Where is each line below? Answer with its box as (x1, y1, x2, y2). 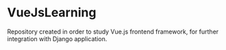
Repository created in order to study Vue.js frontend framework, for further (7, 27, 219, 36)
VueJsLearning (7, 5, 97, 21)
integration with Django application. (7, 34, 108, 42)
